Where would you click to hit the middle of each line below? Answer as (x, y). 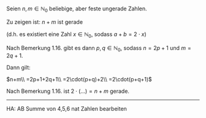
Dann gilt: (18, 68)
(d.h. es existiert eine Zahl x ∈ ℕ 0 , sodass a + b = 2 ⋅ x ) (77, 35)
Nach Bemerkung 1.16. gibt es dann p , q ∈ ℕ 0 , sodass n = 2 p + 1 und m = (99, 49)
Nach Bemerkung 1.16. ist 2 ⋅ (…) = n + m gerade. (68, 91)
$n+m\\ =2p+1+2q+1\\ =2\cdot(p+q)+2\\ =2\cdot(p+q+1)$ (79, 79)
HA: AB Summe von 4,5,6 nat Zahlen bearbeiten (67, 109)
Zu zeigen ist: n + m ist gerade (45, 22)
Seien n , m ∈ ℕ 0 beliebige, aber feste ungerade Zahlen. (77, 9)
